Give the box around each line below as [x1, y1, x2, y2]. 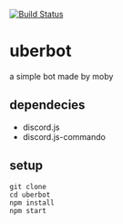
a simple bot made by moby [9, 70, 114, 81]
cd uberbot [9, 190, 51, 199]
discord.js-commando [22, 131, 107, 142]
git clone [9, 182, 47, 191]
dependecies [9, 97, 86, 113]
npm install [9, 197, 55, 208]
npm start [9, 206, 47, 215]
